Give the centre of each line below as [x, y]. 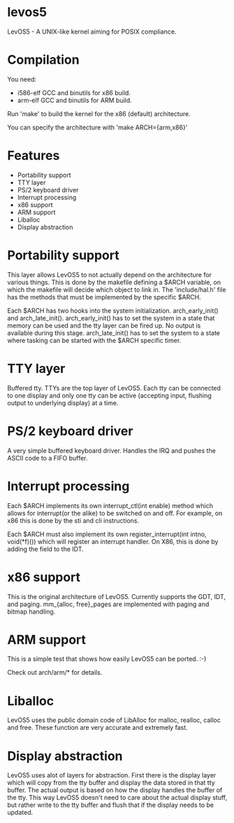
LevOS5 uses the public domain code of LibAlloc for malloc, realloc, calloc [114, 720]
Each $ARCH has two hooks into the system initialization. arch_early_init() [113, 310]
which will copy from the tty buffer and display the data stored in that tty [111, 783]
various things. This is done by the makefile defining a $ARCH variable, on [114, 282]
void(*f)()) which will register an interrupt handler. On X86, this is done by [113, 541]
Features [34, 156]
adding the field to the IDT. [45, 549]
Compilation [43, 60]
